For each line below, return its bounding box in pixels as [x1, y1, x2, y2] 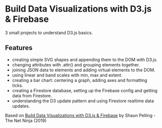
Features [5, 44, 33, 52]
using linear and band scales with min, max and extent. [12, 72, 123, 78]
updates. [12, 103, 30, 109]
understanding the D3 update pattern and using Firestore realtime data [12, 98, 154, 104]
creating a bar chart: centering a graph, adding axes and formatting [12, 77, 147, 83]
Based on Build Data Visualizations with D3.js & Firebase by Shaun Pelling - [5, 112, 156, 118]
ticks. [12, 82, 23, 88]
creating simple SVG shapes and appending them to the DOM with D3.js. [12, 57, 158, 63]
